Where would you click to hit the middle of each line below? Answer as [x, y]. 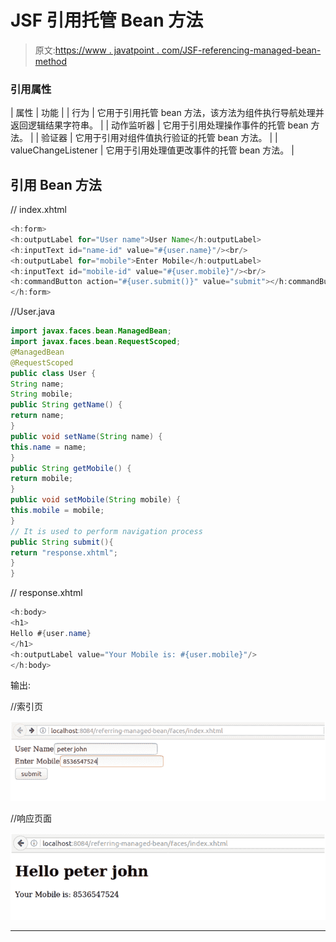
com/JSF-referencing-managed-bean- [241, 50]
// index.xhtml [38, 210]
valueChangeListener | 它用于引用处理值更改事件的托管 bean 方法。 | [152, 150]
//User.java [33, 312]
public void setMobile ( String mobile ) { [96, 500]
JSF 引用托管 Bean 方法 [107, 20]
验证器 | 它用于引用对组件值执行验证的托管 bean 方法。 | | [159, 138]
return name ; [37, 416]
